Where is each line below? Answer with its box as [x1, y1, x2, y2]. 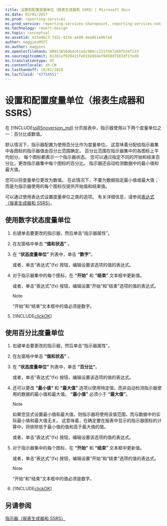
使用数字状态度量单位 [5, 216, 71, 224]
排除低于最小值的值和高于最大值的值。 [29, 424, 108, 430]
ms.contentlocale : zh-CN [5, 63, 57, 68]
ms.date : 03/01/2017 [5, 12, 48, 17]
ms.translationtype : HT [5, 58, 55, 63]
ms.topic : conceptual [5, 30, 50, 35]
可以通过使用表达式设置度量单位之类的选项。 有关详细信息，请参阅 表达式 [5, 193, 155, 199]
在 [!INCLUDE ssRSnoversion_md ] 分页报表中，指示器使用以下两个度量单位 [5, 125, 158, 131]
